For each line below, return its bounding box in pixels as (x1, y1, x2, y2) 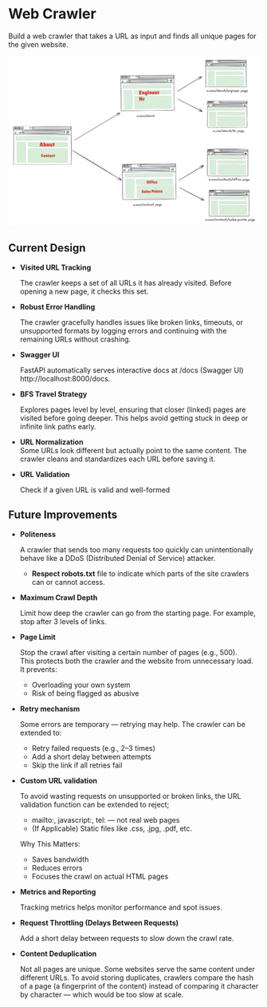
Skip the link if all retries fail (31, 760, 123, 770)
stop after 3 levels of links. (19, 616, 107, 626)
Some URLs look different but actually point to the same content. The (19, 445, 247, 455)
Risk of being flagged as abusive (31, 688, 139, 698)
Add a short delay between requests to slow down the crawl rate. (19, 933, 234, 942)
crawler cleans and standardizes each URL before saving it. (19, 454, 216, 464)
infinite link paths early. (19, 421, 97, 431)
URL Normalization (19, 436, 84, 447)
